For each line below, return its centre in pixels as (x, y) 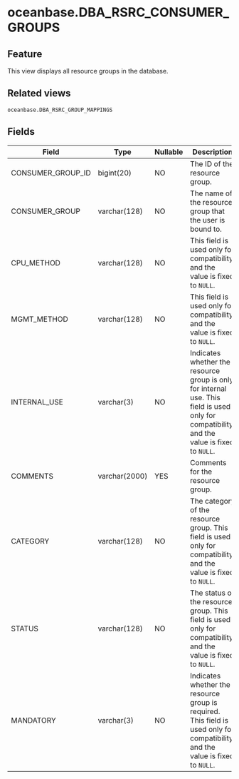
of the (200, 509)
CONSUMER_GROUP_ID (51, 173)
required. (205, 711)
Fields (21, 132)
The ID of (205, 163)
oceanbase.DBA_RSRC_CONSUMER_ (118, 12)
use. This (205, 397)
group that (207, 211)
